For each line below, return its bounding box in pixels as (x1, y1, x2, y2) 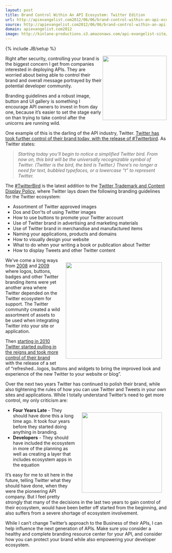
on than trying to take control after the (5, 115, 85, 121)
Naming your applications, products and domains (12, 231, 117, 237)
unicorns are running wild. (5, 120, 60, 126)
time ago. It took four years (12, 418, 70, 424)
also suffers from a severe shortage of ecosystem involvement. (5, 510, 139, 516)
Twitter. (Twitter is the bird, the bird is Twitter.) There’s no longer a (17, 162, 158, 168)
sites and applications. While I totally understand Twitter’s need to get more (5, 392, 164, 398)
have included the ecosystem (12, 440, 75, 446)
